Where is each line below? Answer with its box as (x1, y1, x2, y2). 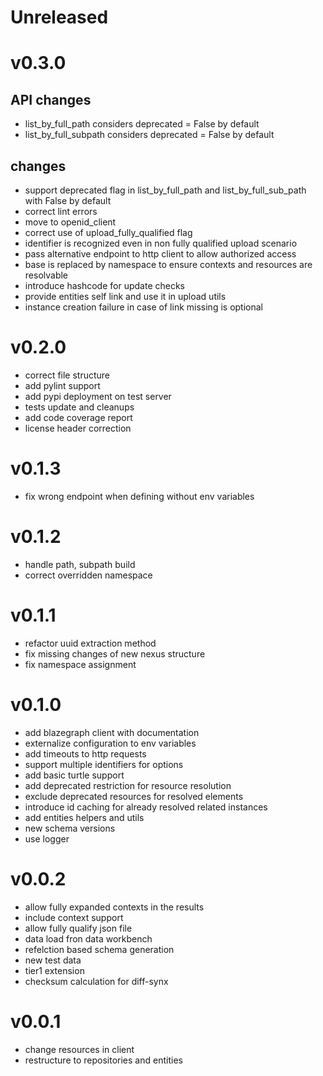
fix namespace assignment (24, 658, 137, 670)
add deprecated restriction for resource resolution (24, 779, 232, 791)
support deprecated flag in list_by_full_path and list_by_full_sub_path (24, 184, 307, 196)
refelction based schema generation (24, 943, 175, 955)
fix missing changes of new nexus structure (24, 647, 206, 660)
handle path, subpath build (24, 558, 136, 570)
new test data (24, 954, 82, 966)
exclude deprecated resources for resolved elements (24, 790, 244, 802)
